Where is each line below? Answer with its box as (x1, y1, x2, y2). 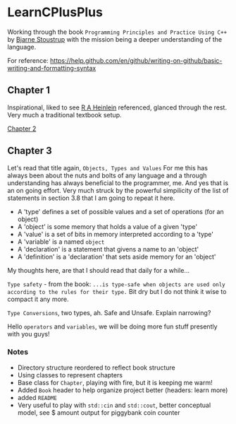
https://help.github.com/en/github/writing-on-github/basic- (50, 56, 223, 64)
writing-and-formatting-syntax (7, 64, 97, 72)
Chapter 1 (7, 84, 51, 96)
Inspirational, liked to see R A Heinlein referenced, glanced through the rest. (7, 103, 228, 112)
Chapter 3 (7, 145, 53, 157)
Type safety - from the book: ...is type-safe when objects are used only (7, 280, 225, 288)
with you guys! (7, 329, 50, 338)
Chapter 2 (7, 124, 37, 133)
